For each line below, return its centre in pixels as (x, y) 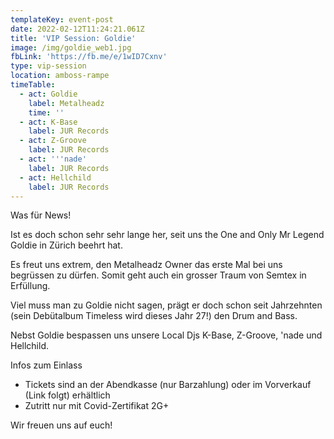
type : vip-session (48, 66)
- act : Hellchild (55, 177)
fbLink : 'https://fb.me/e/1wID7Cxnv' (89, 57)
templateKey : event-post (62, 19)
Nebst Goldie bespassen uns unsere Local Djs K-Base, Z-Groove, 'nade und (166, 335)
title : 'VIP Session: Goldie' (73, 38)
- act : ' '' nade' (53, 159)
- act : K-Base (48, 122)
